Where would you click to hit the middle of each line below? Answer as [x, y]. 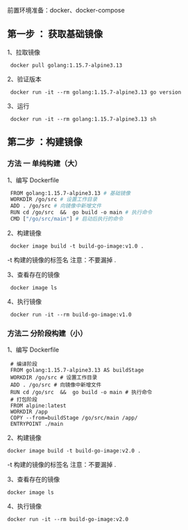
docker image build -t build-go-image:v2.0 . [74, 451]
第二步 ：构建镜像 [45, 142]
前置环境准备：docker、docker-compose [66, 10]
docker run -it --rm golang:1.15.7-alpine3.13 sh [83, 119]
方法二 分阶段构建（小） [47, 333]
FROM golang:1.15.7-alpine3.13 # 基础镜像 [70, 193]
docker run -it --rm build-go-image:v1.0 [71, 314]
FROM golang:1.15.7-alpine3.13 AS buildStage [77, 370]
